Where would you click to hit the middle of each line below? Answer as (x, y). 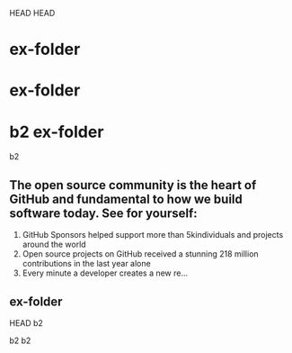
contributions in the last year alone (86, 264)
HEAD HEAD (32, 13)
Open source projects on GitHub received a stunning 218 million (140, 254)
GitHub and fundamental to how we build (126, 199)
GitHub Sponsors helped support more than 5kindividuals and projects (153, 235)
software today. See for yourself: (103, 213)
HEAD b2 (26, 322)
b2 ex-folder (57, 132)
